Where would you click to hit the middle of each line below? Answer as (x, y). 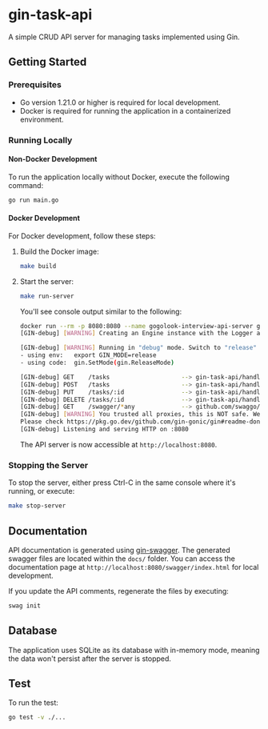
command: (26, 185)
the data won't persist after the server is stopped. (90, 659)
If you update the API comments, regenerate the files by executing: (119, 591)
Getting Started (48, 62)
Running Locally (40, 140)
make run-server (47, 296)
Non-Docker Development (53, 159)
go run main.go (34, 200)
